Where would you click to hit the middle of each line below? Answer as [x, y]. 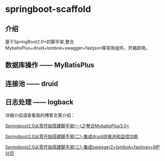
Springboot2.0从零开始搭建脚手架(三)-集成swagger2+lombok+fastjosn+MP [82, 147]
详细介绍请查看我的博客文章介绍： [40, 115]
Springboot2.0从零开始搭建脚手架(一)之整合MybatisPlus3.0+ [67, 126]
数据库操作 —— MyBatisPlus [50, 65]
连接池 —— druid [32, 83]
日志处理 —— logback [39, 102]
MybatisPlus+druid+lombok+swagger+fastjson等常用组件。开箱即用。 [77, 48]
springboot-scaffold [48, 9]
